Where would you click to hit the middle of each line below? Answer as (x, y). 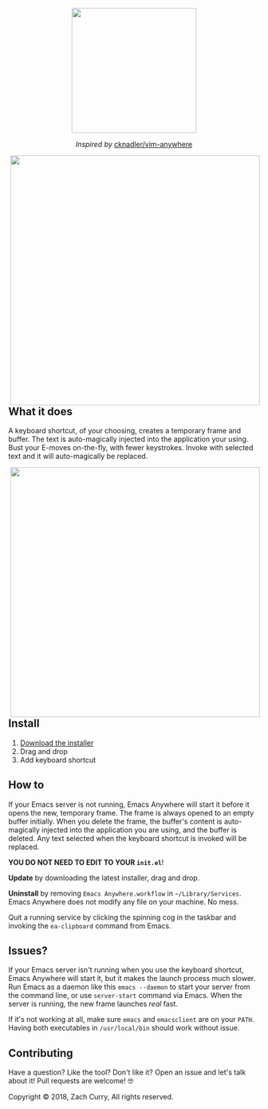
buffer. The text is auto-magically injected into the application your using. (128, 439)
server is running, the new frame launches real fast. (93, 1004)
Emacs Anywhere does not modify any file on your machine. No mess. (124, 902)
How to (26, 785)
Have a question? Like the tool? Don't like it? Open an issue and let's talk (127, 1072)
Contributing (41, 1053)
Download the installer (57, 743)
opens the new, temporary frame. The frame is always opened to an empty (131, 812)
